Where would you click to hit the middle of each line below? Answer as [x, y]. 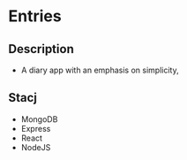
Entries [35, 16]
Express [36, 128]
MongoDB [39, 119]
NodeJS [36, 147]
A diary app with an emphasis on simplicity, [100, 70]
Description [41, 49]
